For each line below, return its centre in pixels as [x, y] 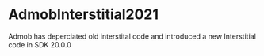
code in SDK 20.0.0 [40, 44]
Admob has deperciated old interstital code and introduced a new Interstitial [132, 36]
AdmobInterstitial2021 [84, 15]
